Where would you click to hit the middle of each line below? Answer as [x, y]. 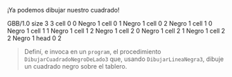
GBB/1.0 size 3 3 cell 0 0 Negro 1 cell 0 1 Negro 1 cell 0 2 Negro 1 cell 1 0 [110, 23]
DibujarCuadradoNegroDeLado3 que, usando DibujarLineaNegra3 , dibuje [124, 59]
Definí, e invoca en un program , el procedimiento [92, 52]
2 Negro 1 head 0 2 [35, 38]
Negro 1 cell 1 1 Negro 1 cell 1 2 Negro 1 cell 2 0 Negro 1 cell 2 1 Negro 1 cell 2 [116, 31]
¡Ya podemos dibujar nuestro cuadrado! [63, 10]
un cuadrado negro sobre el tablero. [75, 66]
